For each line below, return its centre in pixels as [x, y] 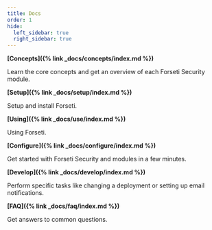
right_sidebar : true [43, 39]
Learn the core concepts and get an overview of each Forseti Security [106, 72]
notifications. [26, 193]
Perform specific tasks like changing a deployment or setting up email [106, 185]
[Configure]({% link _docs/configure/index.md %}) [82, 146]
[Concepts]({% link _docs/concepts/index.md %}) [81, 58]
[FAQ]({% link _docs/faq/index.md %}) [63, 206]
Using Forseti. [27, 133]
